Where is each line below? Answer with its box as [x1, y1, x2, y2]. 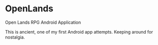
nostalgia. [5, 34, 25, 40]
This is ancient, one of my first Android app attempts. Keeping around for [5, 29, 154, 35]
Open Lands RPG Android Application [5, 19, 81, 25]
